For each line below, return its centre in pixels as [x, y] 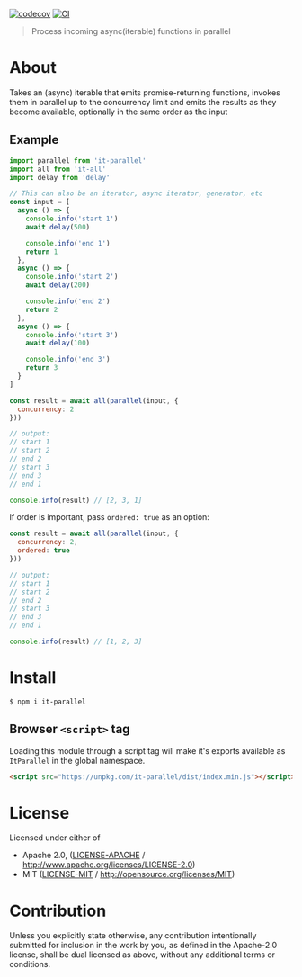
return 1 [42, 252]
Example [34, 140]
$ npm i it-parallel [48, 702]
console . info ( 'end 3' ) [68, 360]
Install [33, 678]
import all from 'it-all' [58, 169]
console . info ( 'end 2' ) [68, 301]
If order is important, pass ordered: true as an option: [109, 517]
